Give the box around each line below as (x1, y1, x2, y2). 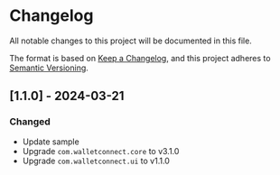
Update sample (22, 136, 79, 147)
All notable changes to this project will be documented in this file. (9, 35, 253, 46)
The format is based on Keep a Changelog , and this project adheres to (9, 52, 271, 63)
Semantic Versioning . (9, 62, 89, 73)
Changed (9, 115, 51, 128)
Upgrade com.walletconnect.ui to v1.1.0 (22, 155, 170, 166)
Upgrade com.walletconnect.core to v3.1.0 (22, 145, 180, 156)
